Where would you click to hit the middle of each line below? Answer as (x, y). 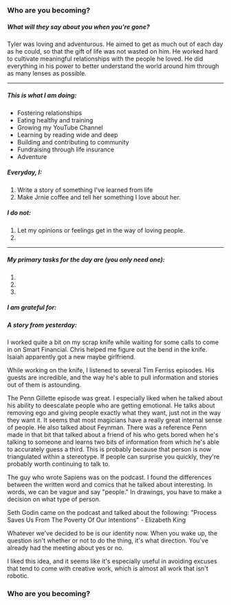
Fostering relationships (49, 113)
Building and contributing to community (73, 142)
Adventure (32, 156)
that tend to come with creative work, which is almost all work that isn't (108, 569)
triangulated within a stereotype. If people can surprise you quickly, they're (113, 457)
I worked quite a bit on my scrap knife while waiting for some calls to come (113, 342)
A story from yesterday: (42, 325)
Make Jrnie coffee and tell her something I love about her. (99, 197)
